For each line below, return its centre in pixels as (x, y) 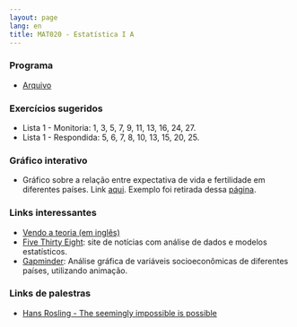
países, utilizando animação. (75, 271)
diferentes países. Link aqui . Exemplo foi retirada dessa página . (139, 190)
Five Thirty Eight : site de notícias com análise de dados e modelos (144, 242)
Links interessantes (53, 213)
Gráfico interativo (48, 160)
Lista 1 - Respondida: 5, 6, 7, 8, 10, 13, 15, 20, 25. (111, 137)
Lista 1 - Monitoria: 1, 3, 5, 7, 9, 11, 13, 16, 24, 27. (109, 127)
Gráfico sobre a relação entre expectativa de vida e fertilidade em (144, 180)
